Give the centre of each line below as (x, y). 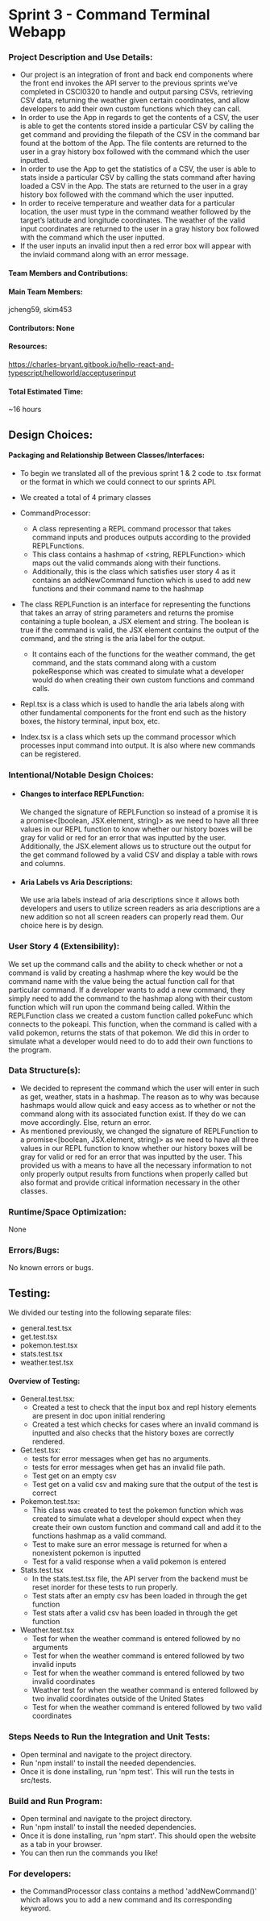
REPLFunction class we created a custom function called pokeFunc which (131, 1015)
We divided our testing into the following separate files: (100, 1313)
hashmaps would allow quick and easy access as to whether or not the (138, 1105)
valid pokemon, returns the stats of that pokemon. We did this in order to (129, 1032)
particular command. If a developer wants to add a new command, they (127, 990)
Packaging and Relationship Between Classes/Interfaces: (107, 455)
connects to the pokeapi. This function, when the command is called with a (133, 1024)
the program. (30, 1049)
